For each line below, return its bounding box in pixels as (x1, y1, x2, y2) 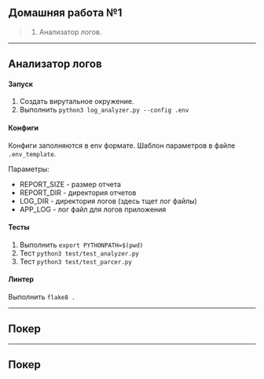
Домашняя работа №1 (8, 6, 123, 20)
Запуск (8, 79, 34, 89)
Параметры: (8, 164, 49, 174)
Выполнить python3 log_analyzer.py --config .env (19, 105, 189, 115)
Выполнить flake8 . (8, 293, 76, 302)
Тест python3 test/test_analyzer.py (19, 248, 139, 258)
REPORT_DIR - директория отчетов (19, 188, 137, 197)
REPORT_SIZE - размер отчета (19, 179, 122, 189)
